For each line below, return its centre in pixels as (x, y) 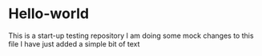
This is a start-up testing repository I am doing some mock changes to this (131, 35)
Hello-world (49, 14)
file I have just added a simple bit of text (74, 43)
